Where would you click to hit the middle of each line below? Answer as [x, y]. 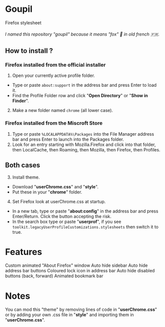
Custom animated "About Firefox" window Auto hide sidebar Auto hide [77, 265]
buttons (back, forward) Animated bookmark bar [54, 276]
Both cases [23, 165]
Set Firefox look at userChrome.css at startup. [59, 201]
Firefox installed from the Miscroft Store [54, 123]
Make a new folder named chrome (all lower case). [63, 110]
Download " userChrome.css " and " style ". [55, 186]
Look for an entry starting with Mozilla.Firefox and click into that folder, [84, 145]
